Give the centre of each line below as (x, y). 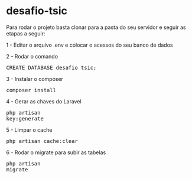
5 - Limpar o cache (29, 130)
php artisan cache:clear (42, 141)
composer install (31, 90)
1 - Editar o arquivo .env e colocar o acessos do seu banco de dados (90, 45)
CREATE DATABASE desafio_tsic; (51, 67)
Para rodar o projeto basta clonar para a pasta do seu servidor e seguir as (96, 27)
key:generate (25, 118)
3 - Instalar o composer (35, 79)
